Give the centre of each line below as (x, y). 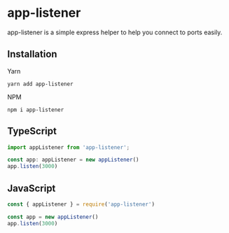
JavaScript (32, 188)
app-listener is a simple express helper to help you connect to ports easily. (115, 32)
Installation (32, 54)
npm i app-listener (36, 110)
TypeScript (32, 131)
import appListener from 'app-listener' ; (69, 147)
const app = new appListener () (53, 217)
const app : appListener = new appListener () (73, 160)
